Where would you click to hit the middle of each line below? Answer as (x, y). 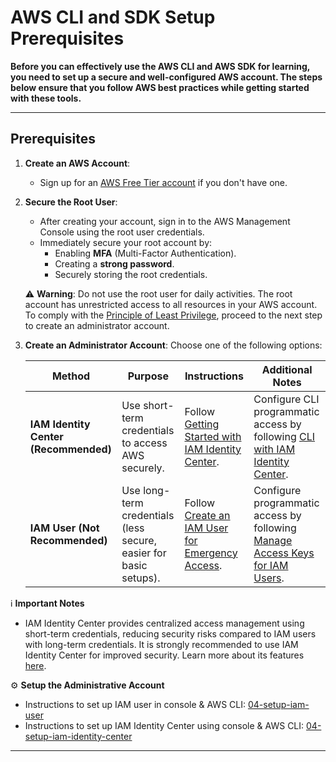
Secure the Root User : (71, 202)
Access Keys (284, 553)
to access (144, 443)
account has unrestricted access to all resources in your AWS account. (171, 304)
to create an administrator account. (97, 325)
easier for (144, 553)
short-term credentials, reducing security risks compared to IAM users (170, 633)
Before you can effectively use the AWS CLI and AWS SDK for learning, (160, 66)
